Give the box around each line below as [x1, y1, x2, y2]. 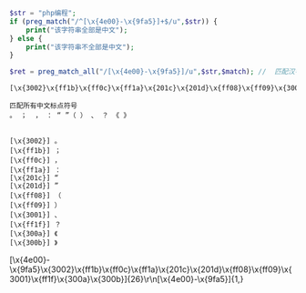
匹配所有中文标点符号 [9, 101, 77, 111]
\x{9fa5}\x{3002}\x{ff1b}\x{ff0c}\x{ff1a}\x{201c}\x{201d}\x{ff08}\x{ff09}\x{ [9, 264, 292, 275]
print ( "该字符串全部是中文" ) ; [25, 25, 128, 35]
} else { [9, 34, 43, 43]
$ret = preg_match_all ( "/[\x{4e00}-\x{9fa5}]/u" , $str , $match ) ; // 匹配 [9, 67, 289, 76]
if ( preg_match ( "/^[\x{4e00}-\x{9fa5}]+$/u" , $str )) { [9, 16, 219, 26]
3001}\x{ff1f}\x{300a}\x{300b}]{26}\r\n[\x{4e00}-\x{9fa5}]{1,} [9, 274, 244, 285]
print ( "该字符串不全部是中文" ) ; [25, 42, 135, 52]
